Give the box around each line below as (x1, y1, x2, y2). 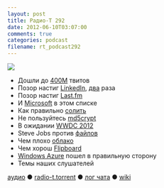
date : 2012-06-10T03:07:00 (7, 23, 87, 31)
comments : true (7, 30, 53, 38)
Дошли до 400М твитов (17, 76, 90, 84)
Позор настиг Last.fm (17, 92, 83, 99)
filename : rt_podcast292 (7, 43, 81, 50)
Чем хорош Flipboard (17, 144, 82, 153)
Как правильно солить (17, 106, 87, 114)
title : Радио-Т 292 (7, 17, 65, 24)
